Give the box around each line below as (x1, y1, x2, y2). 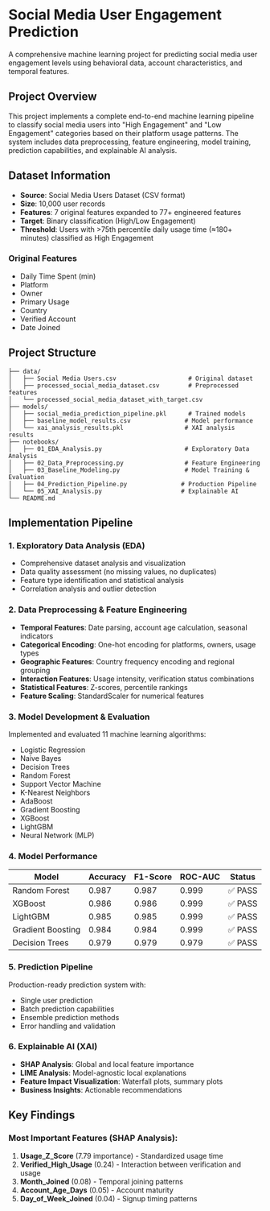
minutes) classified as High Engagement (19, 233, 154, 242)
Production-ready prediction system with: (8, 980, 146, 990)
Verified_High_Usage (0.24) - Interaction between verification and (19, 1159, 241, 1169)
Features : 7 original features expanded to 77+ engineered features (19, 207, 242, 217)
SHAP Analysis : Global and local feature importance (19, 1059, 194, 1068)
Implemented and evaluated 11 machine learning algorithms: (8, 729, 207, 738)
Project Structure (8, 346, 96, 360)
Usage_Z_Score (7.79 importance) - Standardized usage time (19, 1151, 223, 1160)
